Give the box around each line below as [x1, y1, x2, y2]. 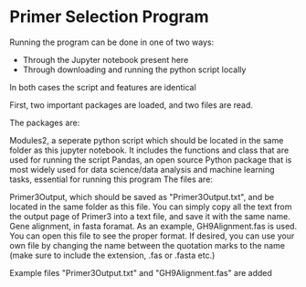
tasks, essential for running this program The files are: [9, 174, 213, 185]
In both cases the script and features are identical [9, 81, 196, 92]
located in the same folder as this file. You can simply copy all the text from [9, 201, 292, 212]
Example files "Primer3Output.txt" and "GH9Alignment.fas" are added [9, 267, 272, 278]
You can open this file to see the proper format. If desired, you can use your [9, 230, 295, 241]
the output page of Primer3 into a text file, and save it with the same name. [9, 210, 290, 221]
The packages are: [9, 117, 80, 128]
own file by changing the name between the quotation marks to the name [9, 239, 286, 250]
